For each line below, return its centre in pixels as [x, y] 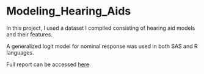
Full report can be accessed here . [49, 64]
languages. [20, 52]
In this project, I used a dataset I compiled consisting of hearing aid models [101, 28]
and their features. [30, 34]
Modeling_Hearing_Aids [69, 11]
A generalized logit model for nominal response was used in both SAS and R [102, 46]
